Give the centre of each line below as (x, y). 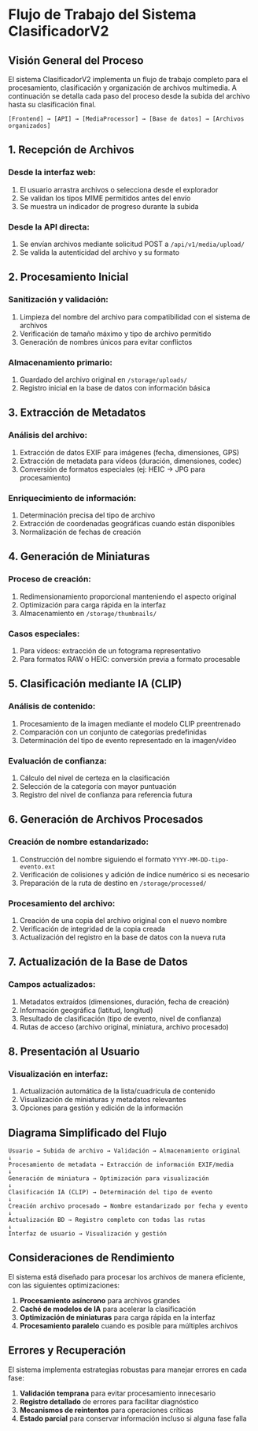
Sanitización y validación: (58, 300)
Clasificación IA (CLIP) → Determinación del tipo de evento (111, 1193)
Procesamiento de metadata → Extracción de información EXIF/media (121, 1165)
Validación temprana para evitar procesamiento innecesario (118, 1393)
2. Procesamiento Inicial (68, 277)
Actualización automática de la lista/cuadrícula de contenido (117, 1091)
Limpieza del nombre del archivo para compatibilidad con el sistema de (135, 316)
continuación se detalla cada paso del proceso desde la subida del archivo (129, 96)
